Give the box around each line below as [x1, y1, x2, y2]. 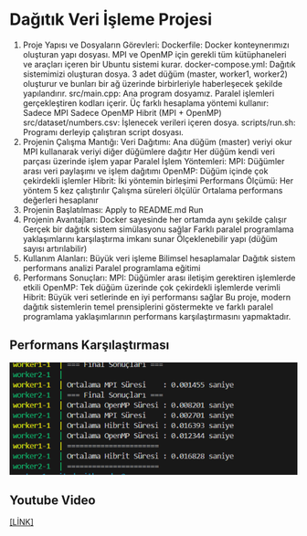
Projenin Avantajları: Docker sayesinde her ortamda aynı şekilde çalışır [22, 214, 288, 225]
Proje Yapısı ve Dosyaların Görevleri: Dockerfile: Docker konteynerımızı [22, 39, 290, 50]
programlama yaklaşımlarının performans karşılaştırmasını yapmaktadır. [22, 310, 291, 321]
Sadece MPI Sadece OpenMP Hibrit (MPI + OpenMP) [22, 107, 222, 118]
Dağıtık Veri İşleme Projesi [9, 9, 213, 30]
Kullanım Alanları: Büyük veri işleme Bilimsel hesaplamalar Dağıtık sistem [22, 252, 296, 264]
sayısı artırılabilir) [22, 243, 88, 254]
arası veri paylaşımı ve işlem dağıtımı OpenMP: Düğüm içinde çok [22, 165, 269, 176]
